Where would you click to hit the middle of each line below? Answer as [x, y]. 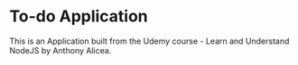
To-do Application [79, 16]
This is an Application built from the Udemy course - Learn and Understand [149, 41]
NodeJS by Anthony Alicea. [61, 50]
